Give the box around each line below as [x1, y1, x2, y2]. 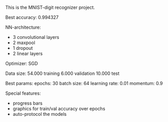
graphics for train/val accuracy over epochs [12, 106, 106, 112]
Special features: [5, 90, 41, 96]
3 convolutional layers [12, 34, 59, 40]
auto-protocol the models [12, 111, 67, 117]
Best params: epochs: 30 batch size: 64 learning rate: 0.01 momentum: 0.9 [5, 80, 163, 86]
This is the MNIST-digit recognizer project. [5, 5, 95, 10]
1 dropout [12, 45, 33, 51]
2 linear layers [12, 51, 43, 56]
